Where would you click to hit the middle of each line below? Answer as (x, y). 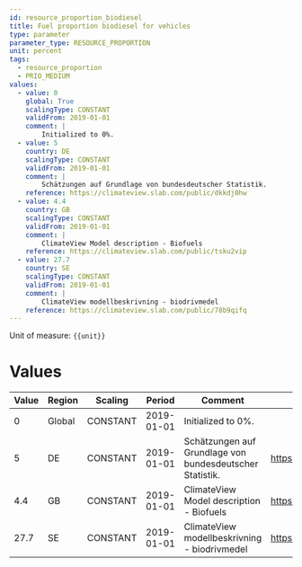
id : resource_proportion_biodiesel (76, 18)
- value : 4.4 (42, 202)
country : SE (48, 269)
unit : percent (36, 51)
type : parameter (40, 34)
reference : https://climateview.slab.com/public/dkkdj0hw (136, 193)
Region (63, 401)
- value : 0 (38, 93)
